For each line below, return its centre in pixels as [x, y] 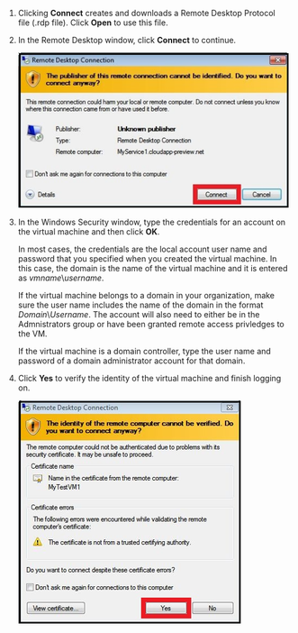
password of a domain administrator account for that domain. [131, 361]
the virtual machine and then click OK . [89, 231]
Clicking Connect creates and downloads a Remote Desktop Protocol [147, 13]
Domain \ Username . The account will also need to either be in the [139, 314]
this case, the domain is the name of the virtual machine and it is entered [153, 268]
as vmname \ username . [61, 278]
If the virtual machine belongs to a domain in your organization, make [146, 295]
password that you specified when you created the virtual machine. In [147, 258]
